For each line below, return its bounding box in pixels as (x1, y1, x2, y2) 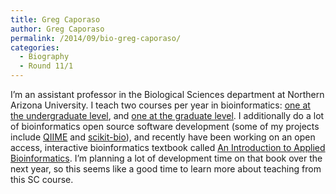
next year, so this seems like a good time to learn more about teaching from (10, 163, 322, 175)
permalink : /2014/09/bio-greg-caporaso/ (10, 33, 182, 43)
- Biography (19, 52, 70, 62)
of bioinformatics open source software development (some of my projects (10, 121, 320, 132)
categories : (10, 42, 60, 53)
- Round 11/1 (19, 61, 74, 71)
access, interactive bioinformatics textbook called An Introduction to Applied (10, 142, 326, 153)
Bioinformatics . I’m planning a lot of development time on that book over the (10, 152, 323, 164)
